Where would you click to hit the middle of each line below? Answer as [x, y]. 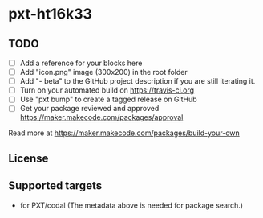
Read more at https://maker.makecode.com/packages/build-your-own [124, 133]
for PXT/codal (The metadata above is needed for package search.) [131, 205]
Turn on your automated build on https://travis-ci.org [107, 90]
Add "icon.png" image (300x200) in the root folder [103, 72]
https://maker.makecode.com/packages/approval [101, 117]
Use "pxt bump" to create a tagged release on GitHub [109, 99]
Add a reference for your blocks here [81, 63]
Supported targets [55, 186]
